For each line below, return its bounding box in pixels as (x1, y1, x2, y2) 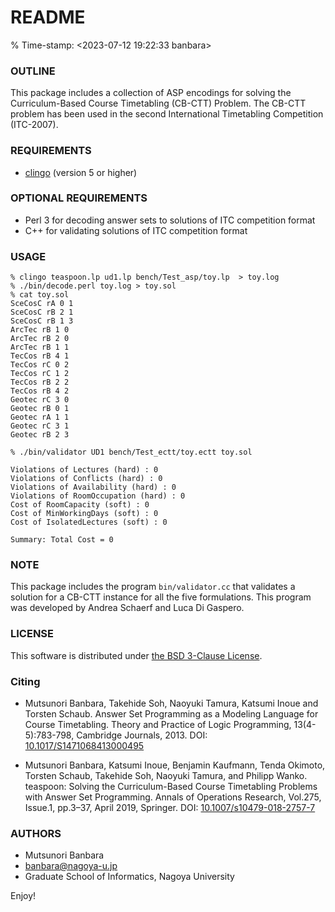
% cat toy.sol (10, 290, 70, 300)
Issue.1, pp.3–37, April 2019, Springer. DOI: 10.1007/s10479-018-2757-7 (24, 802, 316, 814)
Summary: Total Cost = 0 (10, 535, 114, 545)
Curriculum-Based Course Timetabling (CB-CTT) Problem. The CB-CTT (10, 97, 307, 110)
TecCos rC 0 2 (10, 360, 70, 370)
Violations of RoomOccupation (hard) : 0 (10, 491, 186, 501)
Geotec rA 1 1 (10, 412, 70, 423)
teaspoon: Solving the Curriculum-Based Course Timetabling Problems (24, 781, 318, 793)
